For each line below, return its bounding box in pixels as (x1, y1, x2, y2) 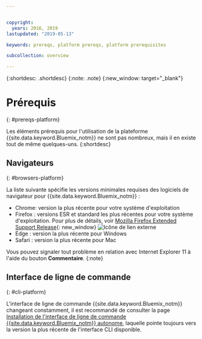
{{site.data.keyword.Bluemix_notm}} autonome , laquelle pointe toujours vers (6, 319, 197, 326)
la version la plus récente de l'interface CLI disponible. (6, 326, 142, 333)
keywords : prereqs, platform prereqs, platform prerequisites (6, 42, 166, 48)
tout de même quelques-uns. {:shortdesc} (6, 141, 111, 148)
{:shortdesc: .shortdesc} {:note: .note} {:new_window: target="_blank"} (6, 75, 183, 82)
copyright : (6, 19, 34, 25)
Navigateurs (6, 158, 54, 169)
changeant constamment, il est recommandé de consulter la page (6, 306, 171, 314)
